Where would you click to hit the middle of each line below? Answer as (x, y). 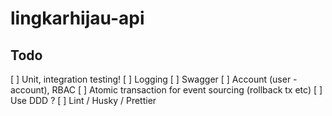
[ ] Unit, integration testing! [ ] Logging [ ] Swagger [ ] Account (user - (154, 79)
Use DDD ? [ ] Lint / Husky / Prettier (83, 100)
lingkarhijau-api (77, 18)
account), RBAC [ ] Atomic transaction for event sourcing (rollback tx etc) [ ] (166, 90)
